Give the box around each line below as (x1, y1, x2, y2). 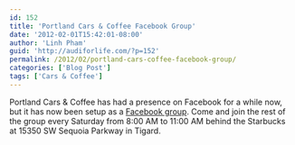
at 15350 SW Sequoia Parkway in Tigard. (9, 125, 161, 136)
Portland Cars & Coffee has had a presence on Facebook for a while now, (9, 96, 283, 107)
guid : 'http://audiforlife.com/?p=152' (9, 47, 160, 56)
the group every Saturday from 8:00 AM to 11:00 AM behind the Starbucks (9, 115, 286, 126)
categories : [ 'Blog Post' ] (9, 64, 111, 73)
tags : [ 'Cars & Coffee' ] (9, 72, 103, 81)
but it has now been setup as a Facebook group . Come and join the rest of (9, 105, 286, 117)
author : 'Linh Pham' (9, 38, 88, 48)
